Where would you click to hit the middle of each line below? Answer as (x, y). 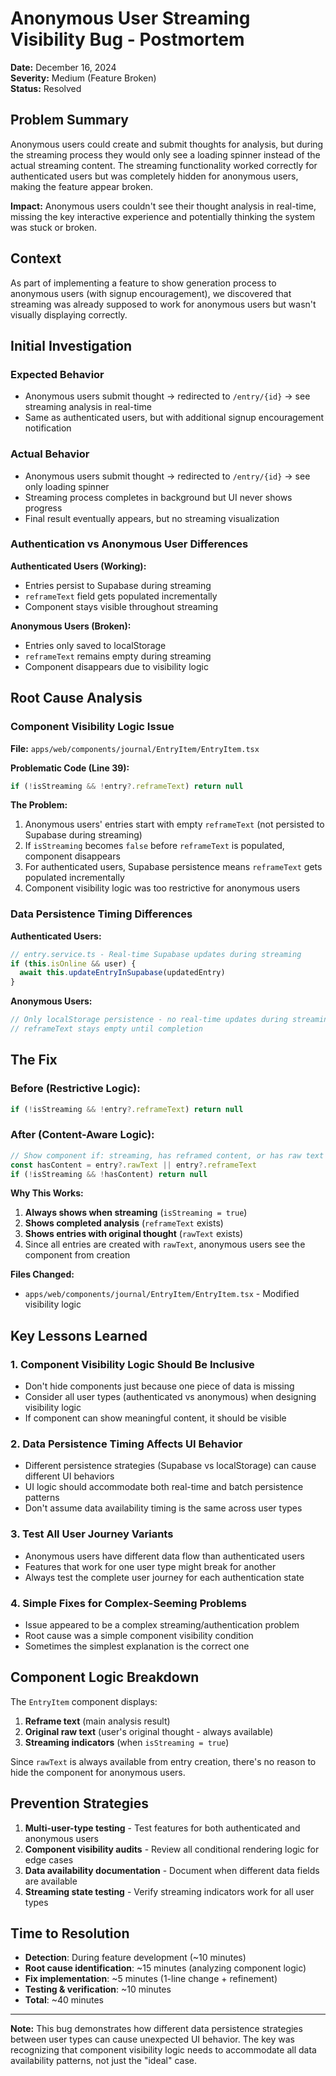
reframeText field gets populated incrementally (121, 596)
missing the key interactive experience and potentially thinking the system (163, 216)
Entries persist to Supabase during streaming (118, 585)
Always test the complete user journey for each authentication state (164, 1577)
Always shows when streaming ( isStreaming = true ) (136, 1213)
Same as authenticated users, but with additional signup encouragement (174, 418)
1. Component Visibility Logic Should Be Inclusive (132, 1364)
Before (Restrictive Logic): (75, 1089)
